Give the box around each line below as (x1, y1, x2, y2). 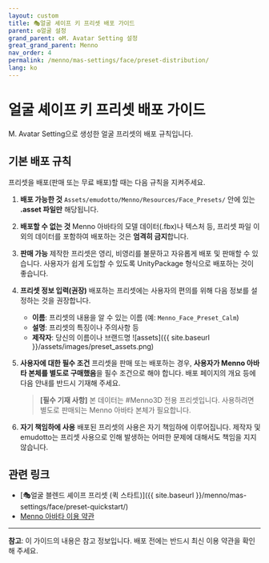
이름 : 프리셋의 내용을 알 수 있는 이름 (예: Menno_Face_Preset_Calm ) (31, 312, 239, 322)
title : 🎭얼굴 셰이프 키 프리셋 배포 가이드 (8, 19, 135, 27)
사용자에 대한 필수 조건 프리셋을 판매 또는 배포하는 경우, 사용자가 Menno (19, 358, 246, 368)
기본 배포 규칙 (8, 155, 72, 168)
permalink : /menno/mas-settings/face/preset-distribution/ (8, 57, 210, 65)
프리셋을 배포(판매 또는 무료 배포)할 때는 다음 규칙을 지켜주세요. (8, 177, 206, 187)
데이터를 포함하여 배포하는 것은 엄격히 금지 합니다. (34, 231, 189, 241)
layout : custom (8, 11, 59, 20)
